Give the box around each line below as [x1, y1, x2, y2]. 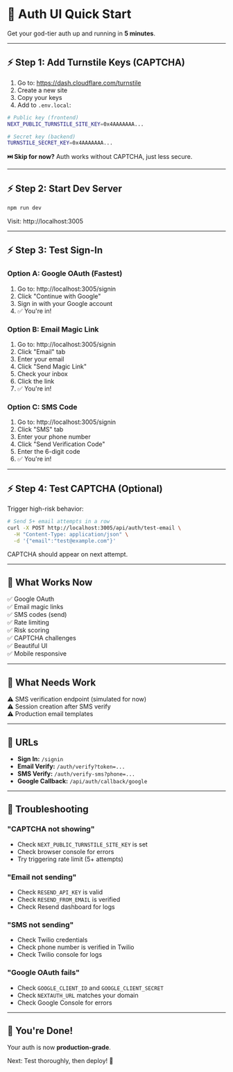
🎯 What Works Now [7, 576, 93, 588]
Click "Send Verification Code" [17, 440, 105, 448]
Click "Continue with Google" [17, 291, 101, 300]
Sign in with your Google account [17, 299, 113, 307]
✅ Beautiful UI [7, 642, 48, 650]
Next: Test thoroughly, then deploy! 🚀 [7, 1057, 114, 1065]
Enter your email [17, 355, 64, 363]
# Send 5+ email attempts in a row [7, 518, 110, 525]
